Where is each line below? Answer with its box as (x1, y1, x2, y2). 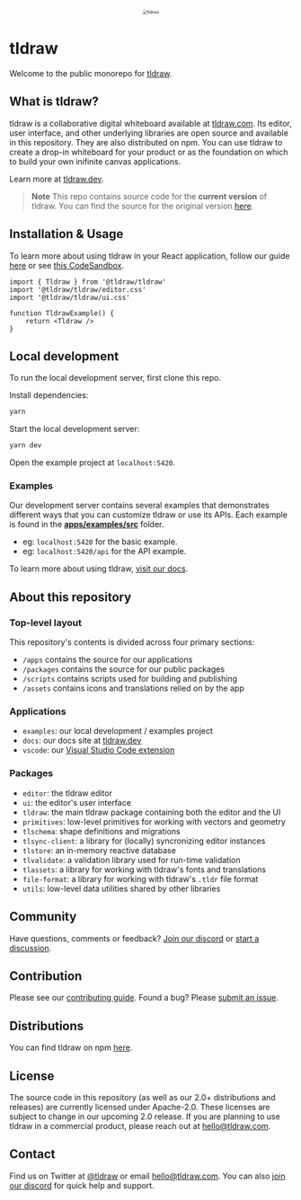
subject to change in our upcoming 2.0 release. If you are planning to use (9, 1111, 280, 1122)
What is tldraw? (9, 94, 99, 110)
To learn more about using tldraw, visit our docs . (9, 563, 189, 574)
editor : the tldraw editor (22, 788, 112, 799)
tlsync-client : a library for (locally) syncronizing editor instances (22, 835, 266, 846)
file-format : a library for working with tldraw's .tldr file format (22, 873, 259, 884)
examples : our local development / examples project (22, 726, 214, 737)
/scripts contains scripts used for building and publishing (22, 674, 238, 684)
